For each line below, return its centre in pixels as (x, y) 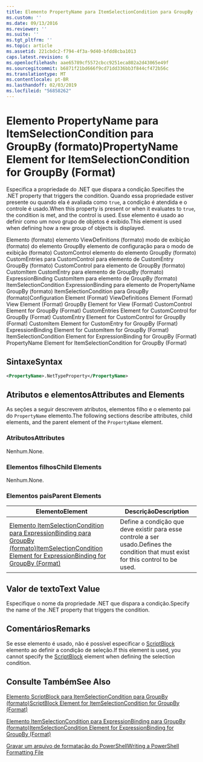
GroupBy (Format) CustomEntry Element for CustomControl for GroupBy (96, 317)
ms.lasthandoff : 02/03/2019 (42, 86)
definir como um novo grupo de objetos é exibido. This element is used (94, 221)
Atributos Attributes (36, 438)
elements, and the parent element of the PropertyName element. (85, 422)
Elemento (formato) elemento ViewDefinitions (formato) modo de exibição (98, 240)
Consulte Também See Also (58, 682)
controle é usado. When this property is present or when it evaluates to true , (101, 208)
